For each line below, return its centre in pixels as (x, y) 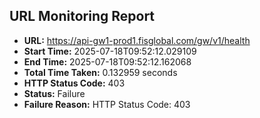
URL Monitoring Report (82, 16)
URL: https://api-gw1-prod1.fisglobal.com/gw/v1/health (137, 40)
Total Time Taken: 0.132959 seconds (100, 72)
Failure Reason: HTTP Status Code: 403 (107, 104)
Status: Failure (54, 93)
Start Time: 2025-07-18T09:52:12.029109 (110, 51)
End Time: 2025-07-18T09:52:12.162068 (107, 61)
